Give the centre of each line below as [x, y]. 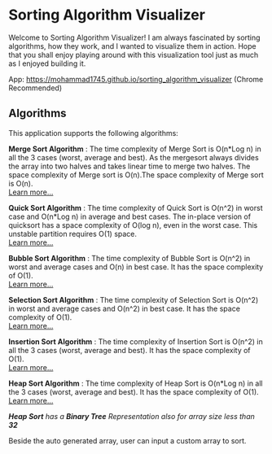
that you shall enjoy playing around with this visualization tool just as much [134, 55]
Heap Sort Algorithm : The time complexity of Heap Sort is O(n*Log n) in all [136, 383]
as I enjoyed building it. [47, 63]
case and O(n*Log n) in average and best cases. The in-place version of [129, 216]
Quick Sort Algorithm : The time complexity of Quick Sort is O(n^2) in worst [136, 207]
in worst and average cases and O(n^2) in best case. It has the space [124, 308]
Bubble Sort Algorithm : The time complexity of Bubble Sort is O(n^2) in [129, 258]
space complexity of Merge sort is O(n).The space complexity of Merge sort [136, 175]
